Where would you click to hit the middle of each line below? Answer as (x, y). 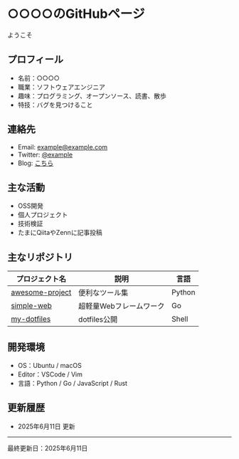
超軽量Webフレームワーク (121, 306)
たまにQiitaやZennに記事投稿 (60, 233)
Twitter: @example (45, 154)
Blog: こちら (36, 163)
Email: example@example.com (63, 147)
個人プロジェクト (43, 215)
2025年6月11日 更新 (47, 426)
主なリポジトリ (40, 257)
